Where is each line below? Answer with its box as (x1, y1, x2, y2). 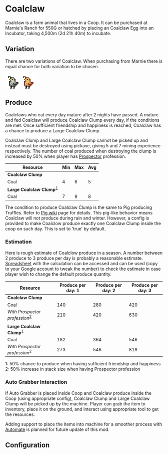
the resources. (5, 411, 35, 417)
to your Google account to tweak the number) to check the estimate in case (5, 266, 161, 272)
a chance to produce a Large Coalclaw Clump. (5, 127, 101, 133)
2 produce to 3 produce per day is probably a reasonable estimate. (5, 255, 143, 261)
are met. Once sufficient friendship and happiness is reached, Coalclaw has (5, 122, 161, 128)
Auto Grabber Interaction (5, 379, 67, 386)
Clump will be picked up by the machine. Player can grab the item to (5, 400, 146, 406)
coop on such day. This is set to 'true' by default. (5, 226, 106, 232)
